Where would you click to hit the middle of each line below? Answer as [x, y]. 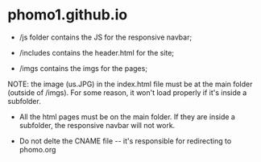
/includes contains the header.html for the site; [97, 52]
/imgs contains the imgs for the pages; [83, 68]
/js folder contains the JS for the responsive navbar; [106, 37]
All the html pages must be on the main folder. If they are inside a [127, 116]
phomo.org [37, 149]
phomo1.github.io [68, 15]
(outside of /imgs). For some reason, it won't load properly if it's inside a [127, 92]
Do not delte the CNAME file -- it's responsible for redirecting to [125, 141]
